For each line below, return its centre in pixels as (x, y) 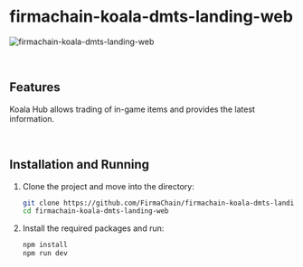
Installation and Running (80, 165)
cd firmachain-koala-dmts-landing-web (95, 211)
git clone (41, 203)
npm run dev (45, 253)
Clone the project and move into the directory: (108, 186)
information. (32, 118)
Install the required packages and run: (93, 228)
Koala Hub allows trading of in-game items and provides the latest (133, 109)
